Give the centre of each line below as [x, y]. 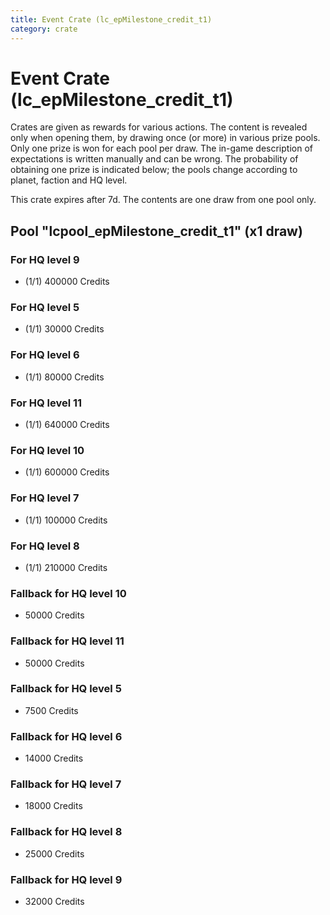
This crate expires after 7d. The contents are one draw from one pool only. [163, 200]
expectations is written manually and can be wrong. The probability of [154, 159]
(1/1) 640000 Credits [67, 425]
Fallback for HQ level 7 [66, 784]
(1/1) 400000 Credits [67, 282]
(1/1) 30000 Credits [64, 329]
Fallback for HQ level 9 [66, 879]
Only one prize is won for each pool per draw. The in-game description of [161, 148]
